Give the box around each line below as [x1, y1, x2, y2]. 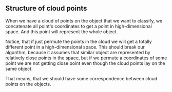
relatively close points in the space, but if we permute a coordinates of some [5, 55, 167, 61]
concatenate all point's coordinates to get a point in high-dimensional [5, 23, 152, 29]
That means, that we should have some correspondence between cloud [5, 75, 158, 81]
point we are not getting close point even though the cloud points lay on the [5, 60, 165, 66]
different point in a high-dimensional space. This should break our [5, 43, 145, 50]
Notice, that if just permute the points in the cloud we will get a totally [5, 38, 152, 44]
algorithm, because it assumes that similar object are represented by [5, 49, 150, 55]
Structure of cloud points [5, 4, 87, 13]
